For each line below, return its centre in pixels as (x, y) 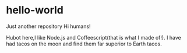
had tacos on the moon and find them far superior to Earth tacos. (84, 44)
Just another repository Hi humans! (49, 26)
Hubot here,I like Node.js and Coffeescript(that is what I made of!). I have (94, 37)
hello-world (35, 10)
